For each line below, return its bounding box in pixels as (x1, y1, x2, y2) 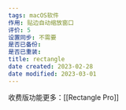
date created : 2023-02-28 (8, 63, 93, 71)
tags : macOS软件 (8, 11, 59, 20)
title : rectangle (8, 56, 65, 64)
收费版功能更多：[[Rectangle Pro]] (8, 92, 120, 102)
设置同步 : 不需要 (8, 33, 57, 42)
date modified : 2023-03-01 (8, 70, 97, 78)
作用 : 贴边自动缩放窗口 (8, 19, 75, 27)
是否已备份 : (8, 41, 42, 49)
